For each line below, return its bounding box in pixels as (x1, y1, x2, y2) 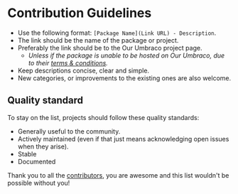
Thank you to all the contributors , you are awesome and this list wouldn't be (7, 171, 229, 179)
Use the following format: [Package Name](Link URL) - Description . (17, 28, 217, 37)
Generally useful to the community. (17, 126, 121, 136)
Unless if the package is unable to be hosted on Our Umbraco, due (28, 51, 225, 60)
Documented (17, 157, 56, 166)
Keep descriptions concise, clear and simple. (17, 66, 150, 75)
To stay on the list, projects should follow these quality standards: (7, 113, 200, 122)
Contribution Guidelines (7, 5, 152, 21)
